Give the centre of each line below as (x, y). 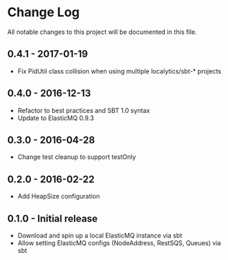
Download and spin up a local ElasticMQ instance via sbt (100, 235)
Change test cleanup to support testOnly (77, 157)
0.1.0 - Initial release (53, 219)
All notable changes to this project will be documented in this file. (102, 32)
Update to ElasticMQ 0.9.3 (55, 118)
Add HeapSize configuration (59, 196)
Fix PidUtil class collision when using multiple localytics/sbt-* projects (119, 71)
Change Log (43, 12)
